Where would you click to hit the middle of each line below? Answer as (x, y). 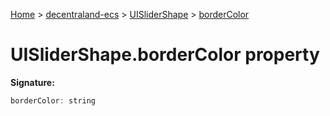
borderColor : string (53, 100)
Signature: (32, 82)
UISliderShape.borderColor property (165, 55)
